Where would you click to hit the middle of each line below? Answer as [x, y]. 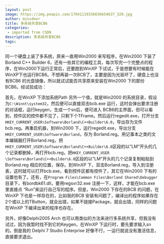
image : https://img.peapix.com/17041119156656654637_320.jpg [69, 14]
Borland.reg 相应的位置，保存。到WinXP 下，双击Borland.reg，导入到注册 [80, 164]
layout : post [18, 10]
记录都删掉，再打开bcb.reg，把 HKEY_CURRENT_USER [59, 152]
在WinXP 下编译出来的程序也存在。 [40, 208]
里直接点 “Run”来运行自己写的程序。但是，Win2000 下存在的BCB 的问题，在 [82, 189]
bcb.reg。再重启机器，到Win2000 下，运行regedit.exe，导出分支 [70, 128]
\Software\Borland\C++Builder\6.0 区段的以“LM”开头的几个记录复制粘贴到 [80, 159]
